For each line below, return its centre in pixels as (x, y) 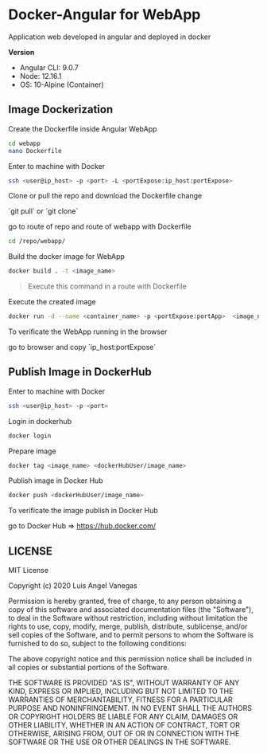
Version (21, 52)
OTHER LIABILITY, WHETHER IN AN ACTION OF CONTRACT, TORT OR (124, 725)
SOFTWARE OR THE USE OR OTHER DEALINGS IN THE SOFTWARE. (120, 742)
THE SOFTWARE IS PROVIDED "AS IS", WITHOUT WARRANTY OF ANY (124, 683)
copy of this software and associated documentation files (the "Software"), (131, 610)
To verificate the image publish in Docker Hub (83, 511)
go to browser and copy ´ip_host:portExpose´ (82, 347)
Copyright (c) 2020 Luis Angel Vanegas (73, 586)
